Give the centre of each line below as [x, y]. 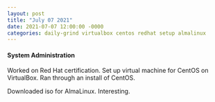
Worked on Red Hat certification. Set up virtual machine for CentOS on [108, 71]
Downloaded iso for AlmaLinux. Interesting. [69, 92]
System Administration [41, 55]
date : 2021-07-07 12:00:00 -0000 [55, 26]
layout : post [26, 14]
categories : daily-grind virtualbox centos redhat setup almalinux [107, 33]
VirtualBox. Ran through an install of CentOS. [71, 78]
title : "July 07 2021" [40, 20]
